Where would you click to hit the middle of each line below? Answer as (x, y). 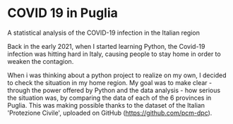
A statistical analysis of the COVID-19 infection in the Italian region (103, 33)
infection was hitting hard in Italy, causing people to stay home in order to (114, 54)
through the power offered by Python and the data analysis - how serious (114, 90)
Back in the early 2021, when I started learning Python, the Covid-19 (106, 46)
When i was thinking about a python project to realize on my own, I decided (117, 75)
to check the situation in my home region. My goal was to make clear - (110, 82)
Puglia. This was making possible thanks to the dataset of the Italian (106, 105)
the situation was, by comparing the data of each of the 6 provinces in (109, 98)
